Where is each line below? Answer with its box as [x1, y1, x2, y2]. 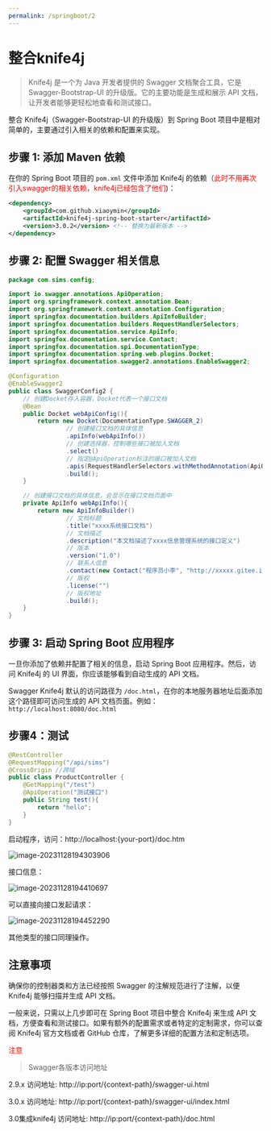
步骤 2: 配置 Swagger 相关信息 [8, 254, 160, 268]
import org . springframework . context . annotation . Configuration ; [8, 306, 226, 314]
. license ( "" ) [65, 581, 110, 589]
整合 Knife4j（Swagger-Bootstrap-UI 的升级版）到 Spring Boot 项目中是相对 [8, 114, 261, 124]
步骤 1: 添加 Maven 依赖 [8, 150, 126, 164]
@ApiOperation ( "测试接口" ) [23, 788, 109, 796]
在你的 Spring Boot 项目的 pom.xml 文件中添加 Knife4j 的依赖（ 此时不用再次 [8, 173, 256, 183]
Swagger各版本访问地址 [27, 1062, 108, 1072]
